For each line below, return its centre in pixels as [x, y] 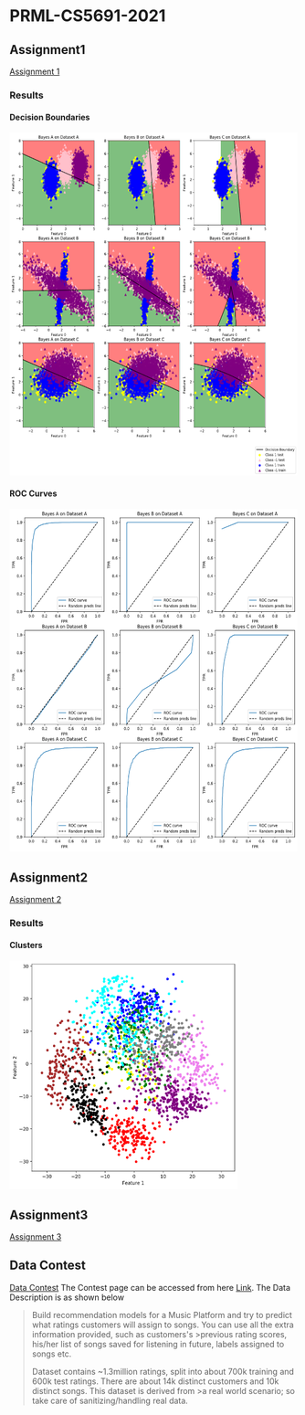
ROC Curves [33, 493]
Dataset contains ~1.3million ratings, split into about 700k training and [163, 1371]
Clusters [26, 945]
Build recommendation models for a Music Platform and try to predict [162, 1315]
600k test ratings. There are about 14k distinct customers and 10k [155, 1381]
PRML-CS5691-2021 [88, 16]
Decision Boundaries [50, 117]
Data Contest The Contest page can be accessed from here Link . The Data [150, 1287]
